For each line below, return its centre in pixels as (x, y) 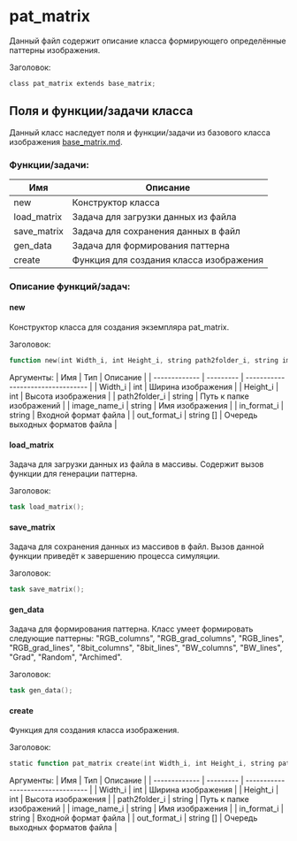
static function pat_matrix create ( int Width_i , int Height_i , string (142, 764)
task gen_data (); (41, 691)
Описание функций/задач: (70, 287)
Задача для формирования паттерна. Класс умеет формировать (131, 629)
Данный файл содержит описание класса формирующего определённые (148, 41)
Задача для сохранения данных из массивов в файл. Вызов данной (137, 547)
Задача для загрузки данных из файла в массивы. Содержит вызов (137, 464)
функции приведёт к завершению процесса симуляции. (115, 556)
